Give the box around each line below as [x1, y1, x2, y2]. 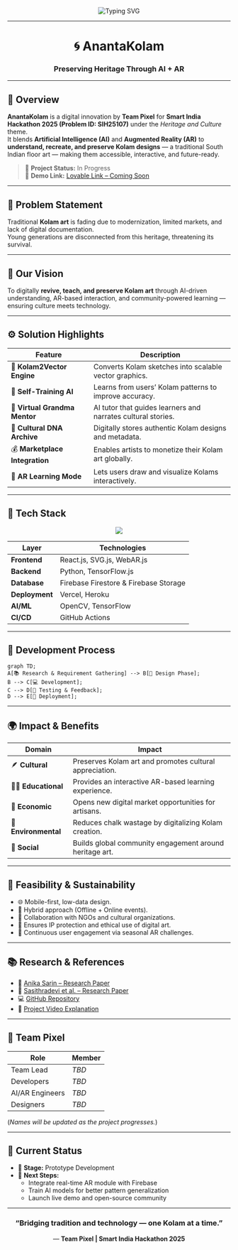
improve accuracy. [93, 391, 156, 401]
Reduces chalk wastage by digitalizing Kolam [72, 817, 223, 827]
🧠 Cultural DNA [11, 423, 63, 433]
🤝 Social [11, 842, 39, 852]
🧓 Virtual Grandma [11, 402, 75, 412]
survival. [7, 240, 33, 249]
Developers [11, 1076, 50, 1086]
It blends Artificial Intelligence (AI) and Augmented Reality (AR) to [7, 135, 205, 143]
